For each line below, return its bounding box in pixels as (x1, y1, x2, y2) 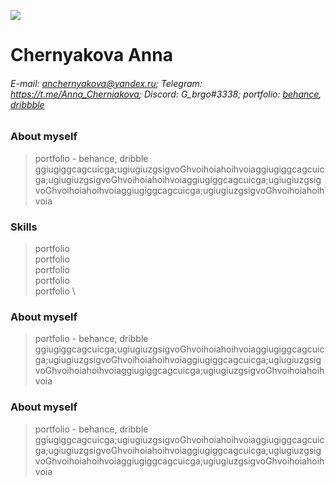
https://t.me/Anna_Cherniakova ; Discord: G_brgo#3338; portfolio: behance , (10, 88, 322, 100)
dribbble (10, 98, 45, 110)
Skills (10, 220, 38, 234)
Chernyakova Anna (10, 44, 173, 67)
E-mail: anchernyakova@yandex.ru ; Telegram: (10, 77, 203, 89)
